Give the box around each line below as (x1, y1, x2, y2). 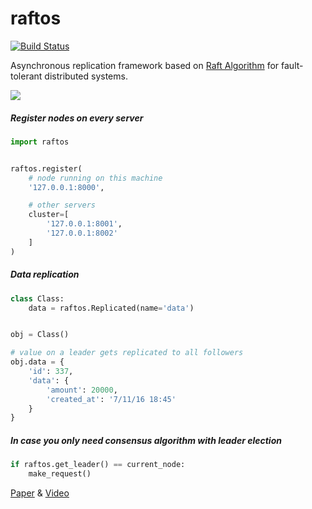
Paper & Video (10, 487, 70, 499)
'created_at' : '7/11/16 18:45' (46, 394, 177, 404)
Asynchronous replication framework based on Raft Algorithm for (10, 59, 280, 71)
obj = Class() (10, 330, 70, 340)
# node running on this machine (28, 173, 163, 183)
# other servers (28, 200, 97, 211)
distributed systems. (44, 70, 128, 82)
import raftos (10, 137, 70, 147)
